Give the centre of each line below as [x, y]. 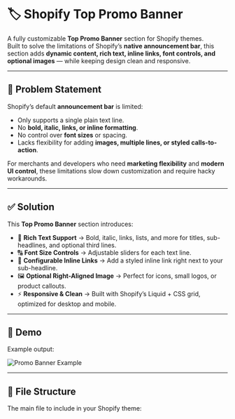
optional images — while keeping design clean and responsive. [99, 60]
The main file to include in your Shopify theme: [74, 408]
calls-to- [204, 142]
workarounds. [27, 178]
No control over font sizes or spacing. [72, 135]
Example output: [31, 350]
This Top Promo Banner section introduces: [70, 224]
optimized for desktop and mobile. [67, 304]
